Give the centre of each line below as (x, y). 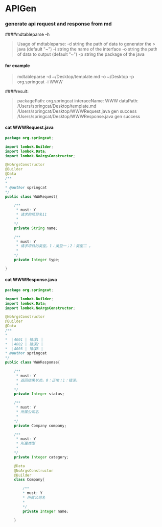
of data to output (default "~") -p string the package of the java (81, 54)
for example (18, 66)
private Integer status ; (39, 394)
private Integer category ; (41, 457)
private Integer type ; (37, 260)
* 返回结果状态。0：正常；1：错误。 (48, 380)
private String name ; (36, 228)
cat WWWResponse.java (31, 280)
